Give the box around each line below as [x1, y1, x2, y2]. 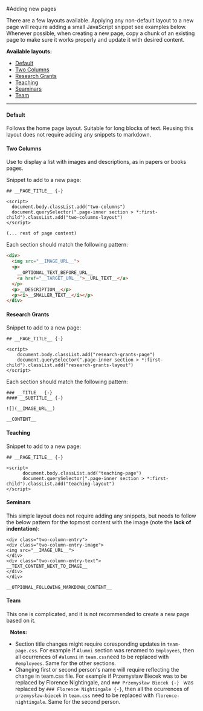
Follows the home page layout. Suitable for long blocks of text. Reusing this [6, 125, 194, 132]
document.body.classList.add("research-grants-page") [17, 352, 155, 358]
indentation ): [6, 525, 40, 532]
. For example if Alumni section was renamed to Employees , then [37, 647, 195, 654]
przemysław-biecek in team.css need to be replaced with [14, 692, 154, 699]
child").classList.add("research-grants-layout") [6, 362, 134, 368]
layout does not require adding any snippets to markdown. [6, 131, 152, 138]
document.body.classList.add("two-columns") [11, 204, 126, 210]
